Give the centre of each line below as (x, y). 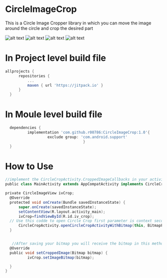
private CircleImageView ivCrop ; (40, 193)
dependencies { (25, 128)
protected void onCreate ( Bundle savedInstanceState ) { (68, 202)
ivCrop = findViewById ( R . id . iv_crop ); (56, 216)
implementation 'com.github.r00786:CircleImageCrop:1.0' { (88, 132)
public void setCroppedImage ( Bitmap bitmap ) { (59, 253)
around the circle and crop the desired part (49, 28)
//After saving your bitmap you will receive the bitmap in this (81, 244)
